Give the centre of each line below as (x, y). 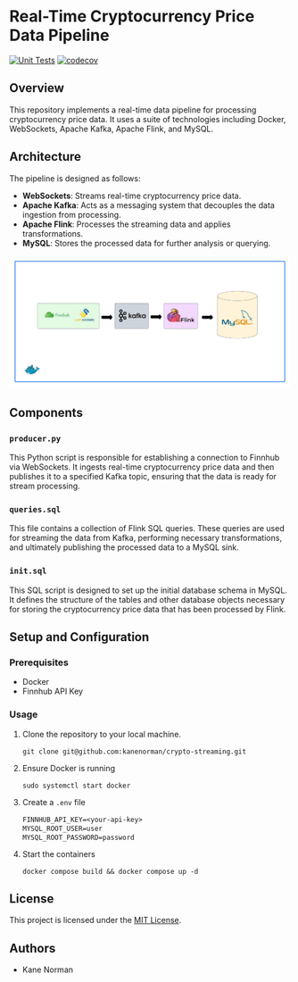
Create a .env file (54, 802)
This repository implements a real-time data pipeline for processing (133, 110)
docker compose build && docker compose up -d (110, 871)
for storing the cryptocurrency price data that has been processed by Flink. (148, 609)
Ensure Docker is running (69, 768)
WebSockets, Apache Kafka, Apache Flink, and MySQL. (112, 129)
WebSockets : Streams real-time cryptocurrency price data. (132, 196)
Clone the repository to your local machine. (101, 734)
